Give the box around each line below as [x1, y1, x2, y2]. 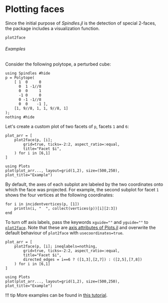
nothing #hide [5, 115, 35, 120]
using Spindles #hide [5, 71, 51, 76]
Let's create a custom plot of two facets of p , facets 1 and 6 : [5, 124, 129, 130]
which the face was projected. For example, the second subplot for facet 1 [5, 187, 159, 193]
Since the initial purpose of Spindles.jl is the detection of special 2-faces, [5, 20, 156, 26]
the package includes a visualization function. [5, 25, 100, 31]
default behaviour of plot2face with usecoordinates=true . [5, 230, 124, 236]
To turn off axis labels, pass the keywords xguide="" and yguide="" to [5, 219, 149, 225]
